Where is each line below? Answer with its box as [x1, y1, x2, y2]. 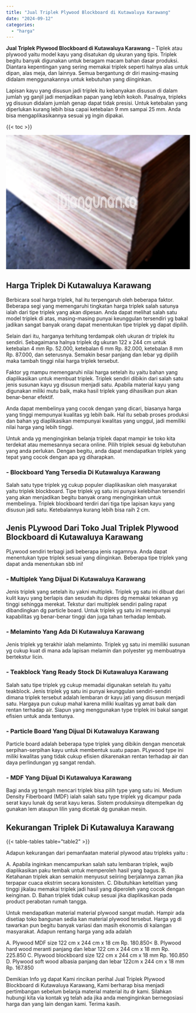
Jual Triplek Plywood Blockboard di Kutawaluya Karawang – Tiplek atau [6, 44, 183, 52]
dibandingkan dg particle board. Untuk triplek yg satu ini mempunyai [6, 607, 171, 614]
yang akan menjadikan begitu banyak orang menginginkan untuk [6, 493, 162, 500]
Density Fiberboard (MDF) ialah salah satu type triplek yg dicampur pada [6, 793, 181, 800]
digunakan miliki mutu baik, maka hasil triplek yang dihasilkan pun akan [6, 387, 178, 394]
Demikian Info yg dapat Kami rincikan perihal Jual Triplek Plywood [6, 976, 165, 983]
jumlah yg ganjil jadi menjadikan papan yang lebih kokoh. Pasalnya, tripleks [6, 94, 187, 101]
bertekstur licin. [6, 653, 44, 661]
